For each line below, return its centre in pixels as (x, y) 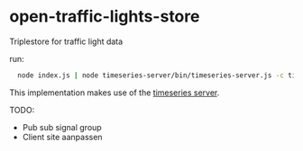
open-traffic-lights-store (105, 17)
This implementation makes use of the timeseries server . (115, 93)
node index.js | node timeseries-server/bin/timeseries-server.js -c (151, 75)
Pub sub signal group (62, 127)
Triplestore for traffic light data (66, 41)
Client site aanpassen (62, 137)
